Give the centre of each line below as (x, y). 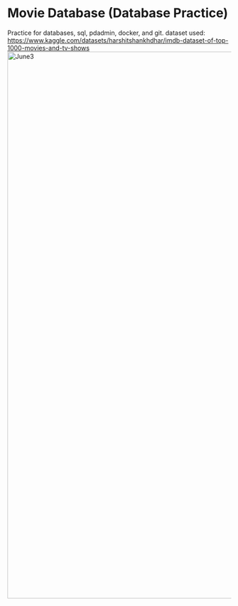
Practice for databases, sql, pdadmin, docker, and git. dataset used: (107, 33)
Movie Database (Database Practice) (118, 13)
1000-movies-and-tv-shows (49, 48)
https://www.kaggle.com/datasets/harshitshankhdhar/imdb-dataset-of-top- (118, 40)
